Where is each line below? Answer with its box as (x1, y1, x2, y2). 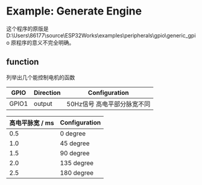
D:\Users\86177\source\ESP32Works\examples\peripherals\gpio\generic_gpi (6, 31, 196, 39)
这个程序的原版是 (6, 25, 49, 32)
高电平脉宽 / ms (9, 118, 54, 127)
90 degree (60, 149, 90, 157)
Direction (34, 88, 61, 97)
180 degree (60, 168, 94, 177)
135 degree (60, 158, 94, 167)
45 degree (60, 139, 90, 148)
